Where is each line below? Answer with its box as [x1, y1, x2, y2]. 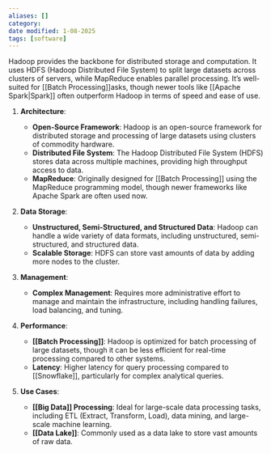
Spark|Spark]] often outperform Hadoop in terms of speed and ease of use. [8, 91, 260, 101]
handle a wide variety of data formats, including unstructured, [32, 231, 239, 241]
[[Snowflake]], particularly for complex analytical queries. [32, 371, 224, 381]
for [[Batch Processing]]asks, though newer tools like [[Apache [31, 83, 241, 92]
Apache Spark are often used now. [32, 191, 148, 201]
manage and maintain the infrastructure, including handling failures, [32, 297, 258, 307]
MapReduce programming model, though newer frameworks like [32, 183, 248, 193]
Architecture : [19, 107, 66, 116]
